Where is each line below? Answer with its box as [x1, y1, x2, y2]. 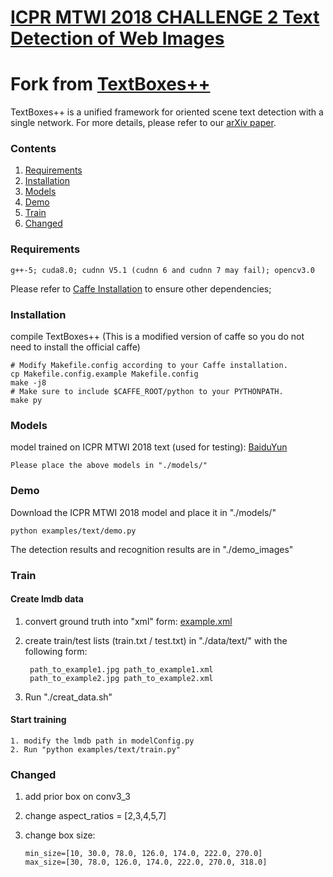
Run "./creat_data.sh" [24, 691, 113, 703]
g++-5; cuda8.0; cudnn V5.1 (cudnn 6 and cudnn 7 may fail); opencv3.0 [10, 265, 315, 275]
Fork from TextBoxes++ [10, 73, 211, 96]
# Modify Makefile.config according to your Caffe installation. [10, 361, 288, 371]
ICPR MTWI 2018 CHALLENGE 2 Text [10, 6, 320, 29]
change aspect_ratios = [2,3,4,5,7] [24, 810, 167, 822]
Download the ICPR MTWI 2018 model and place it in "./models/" [10, 506, 277, 518]
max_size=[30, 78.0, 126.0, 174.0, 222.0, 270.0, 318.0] [24, 857, 268, 868]
